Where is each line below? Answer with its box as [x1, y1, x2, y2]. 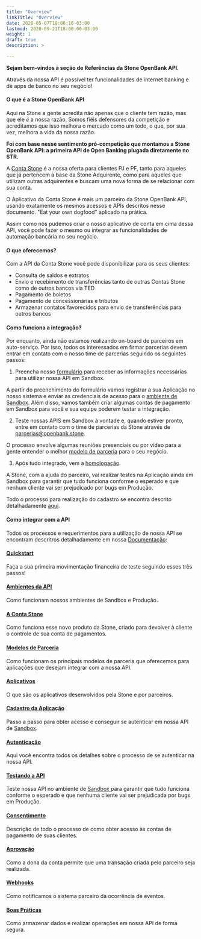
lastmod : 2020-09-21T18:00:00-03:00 [6, 25, 98, 32]
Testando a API [6, 772, 45, 779]
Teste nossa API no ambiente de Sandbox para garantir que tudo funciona [6, 785, 190, 793]
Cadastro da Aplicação [6, 705, 65, 712]
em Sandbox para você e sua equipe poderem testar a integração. [6, 405, 170, 413]
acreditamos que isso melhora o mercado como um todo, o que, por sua [6, 122, 185, 129]
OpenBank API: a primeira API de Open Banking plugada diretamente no [6, 147, 190, 154]
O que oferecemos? [6, 246, 57, 254]
